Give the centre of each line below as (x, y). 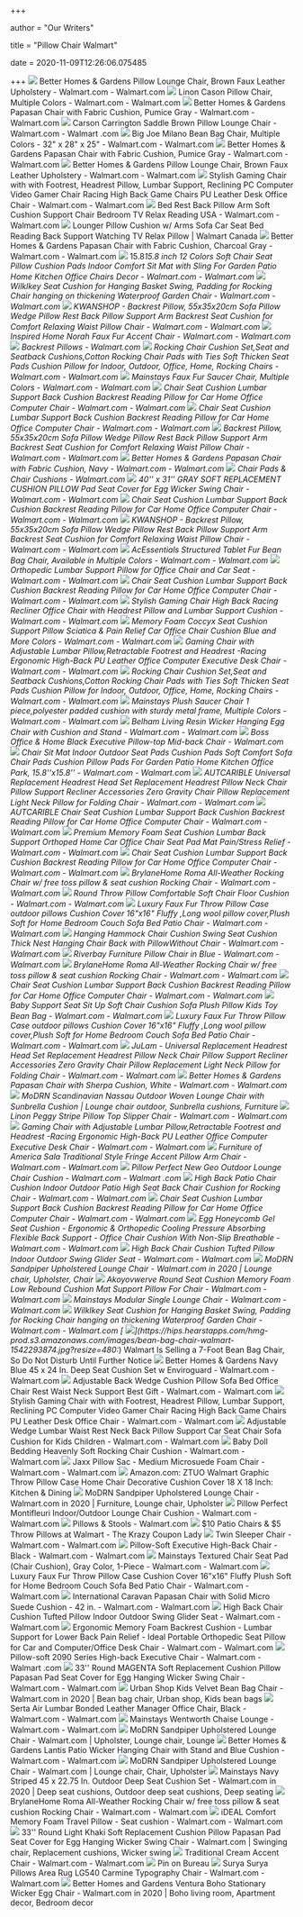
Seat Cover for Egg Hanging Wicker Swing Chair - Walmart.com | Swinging (149, 1842)
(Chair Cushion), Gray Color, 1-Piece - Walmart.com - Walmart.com (134, 1567)
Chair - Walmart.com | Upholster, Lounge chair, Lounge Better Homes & (148, 1740)
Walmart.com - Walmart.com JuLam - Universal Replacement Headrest (149, 1045)
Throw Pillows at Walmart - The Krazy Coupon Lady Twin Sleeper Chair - (151, 1534)
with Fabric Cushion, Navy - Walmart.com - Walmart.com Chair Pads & (148, 468)
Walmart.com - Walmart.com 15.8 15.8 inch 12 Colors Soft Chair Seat (142, 256)
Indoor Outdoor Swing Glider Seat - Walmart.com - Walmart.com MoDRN (152, 1259)
